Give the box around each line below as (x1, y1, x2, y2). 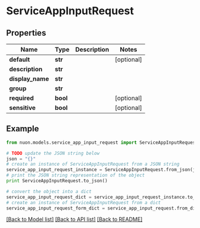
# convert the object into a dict (6, 188, 92, 194)
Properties (6, 28, 46, 38)
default (9, 55, 30, 64)
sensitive (9, 104, 36, 112)
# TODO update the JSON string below (6, 150, 100, 156)
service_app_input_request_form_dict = (6, 205, 105, 211)
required (9, 94, 34, 102)
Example (6, 123, 39, 134)
